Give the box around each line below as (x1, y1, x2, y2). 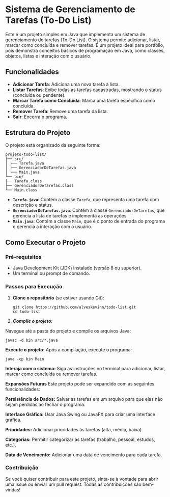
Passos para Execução (5, 283, 63, 290)
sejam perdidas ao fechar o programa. (5, 401, 86, 407)
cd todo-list (12, 309, 41, 314)
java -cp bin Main (5, 356, 44, 362)
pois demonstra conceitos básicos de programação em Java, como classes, (5, 47, 165, 53)
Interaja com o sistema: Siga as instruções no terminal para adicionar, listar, (5, 365, 165, 371)
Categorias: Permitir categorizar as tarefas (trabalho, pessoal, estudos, (5, 436, 155, 443)
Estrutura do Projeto (5, 128, 71, 137)
